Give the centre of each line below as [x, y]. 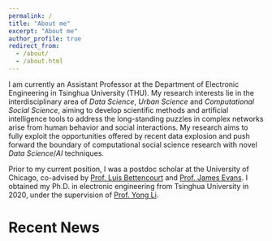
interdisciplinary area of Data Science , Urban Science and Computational [131, 101]
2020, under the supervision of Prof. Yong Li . [84, 195]
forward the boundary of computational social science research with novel [133, 144]
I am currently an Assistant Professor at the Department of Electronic [124, 84]
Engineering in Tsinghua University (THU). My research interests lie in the [131, 93]
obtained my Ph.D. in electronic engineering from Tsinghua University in [129, 186]
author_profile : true [45, 39]
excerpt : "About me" [43, 31]
